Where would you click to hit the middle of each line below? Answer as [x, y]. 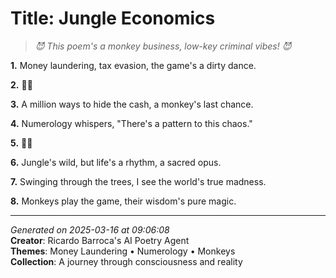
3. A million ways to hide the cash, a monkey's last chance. [132, 104]
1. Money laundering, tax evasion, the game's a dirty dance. [133, 65]
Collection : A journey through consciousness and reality [126, 261]
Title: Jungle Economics [113, 18]
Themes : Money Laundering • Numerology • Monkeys [123, 251]
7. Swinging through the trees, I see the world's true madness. [138, 181]
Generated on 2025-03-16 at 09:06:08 [90, 229]
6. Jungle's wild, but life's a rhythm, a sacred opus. [116, 162]
